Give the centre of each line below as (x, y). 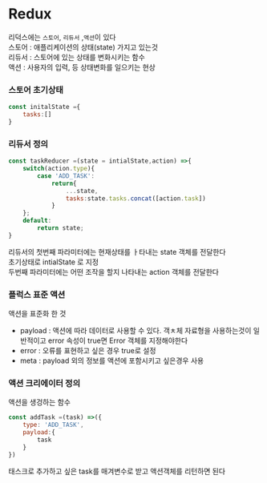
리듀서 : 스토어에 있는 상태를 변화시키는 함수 (77, 57)
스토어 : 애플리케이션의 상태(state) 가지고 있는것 (83, 47)
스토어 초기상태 (36, 90)
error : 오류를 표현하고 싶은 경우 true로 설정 (88, 351)
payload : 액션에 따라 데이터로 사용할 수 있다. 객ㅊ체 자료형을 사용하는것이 (136, 331)
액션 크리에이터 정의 (44, 383)
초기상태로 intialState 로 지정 (53, 262)
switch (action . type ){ (59, 169)
